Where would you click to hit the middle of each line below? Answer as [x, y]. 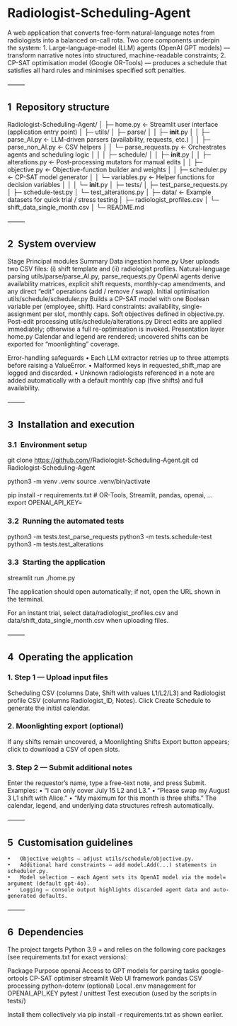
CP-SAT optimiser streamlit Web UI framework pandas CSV [116, 978]
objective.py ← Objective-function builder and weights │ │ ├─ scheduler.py [117, 169]
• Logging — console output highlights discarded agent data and [109, 890]
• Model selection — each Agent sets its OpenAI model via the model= [117, 877]
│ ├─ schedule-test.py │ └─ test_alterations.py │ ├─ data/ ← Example [109, 192]
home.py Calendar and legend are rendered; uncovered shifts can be [108, 336]
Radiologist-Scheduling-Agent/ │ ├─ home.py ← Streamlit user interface [113, 124]
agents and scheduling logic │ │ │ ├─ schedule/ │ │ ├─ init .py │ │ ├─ [109, 154]
